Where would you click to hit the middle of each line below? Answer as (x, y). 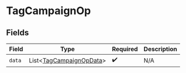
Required (125, 49)
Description (161, 49)
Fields (18, 33)
